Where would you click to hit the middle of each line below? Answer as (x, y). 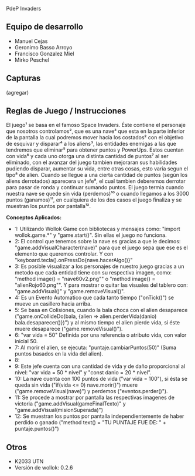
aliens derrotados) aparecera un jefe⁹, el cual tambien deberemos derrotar (96, 181)
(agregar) (18, 92)
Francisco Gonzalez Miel (44, 53)
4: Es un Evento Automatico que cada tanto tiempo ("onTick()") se (94, 298)
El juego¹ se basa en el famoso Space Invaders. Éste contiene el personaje (96, 125)
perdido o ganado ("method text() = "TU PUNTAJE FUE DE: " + (90, 423)
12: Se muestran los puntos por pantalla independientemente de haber (99, 416)
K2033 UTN (29, 461)
